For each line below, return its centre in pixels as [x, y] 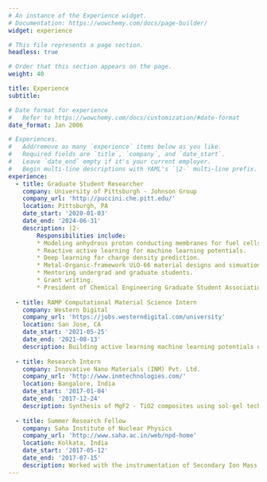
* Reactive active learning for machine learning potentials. [142, 251]
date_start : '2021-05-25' [66, 332]
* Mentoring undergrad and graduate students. [115, 273]
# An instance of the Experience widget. [78, 16]
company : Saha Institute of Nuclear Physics [97, 428]
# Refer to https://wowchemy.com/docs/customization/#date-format [124, 118]
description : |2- [51, 228]
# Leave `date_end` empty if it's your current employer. [110, 162]
